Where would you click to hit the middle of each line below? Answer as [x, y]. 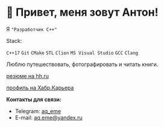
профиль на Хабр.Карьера [40, 88]
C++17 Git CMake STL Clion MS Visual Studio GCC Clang [72, 53]
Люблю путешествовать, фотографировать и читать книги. [82, 64]
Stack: [14, 41]
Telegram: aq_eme [38, 111]
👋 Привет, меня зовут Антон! [82, 12]
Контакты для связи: [34, 99]
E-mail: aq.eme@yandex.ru [49, 117]
